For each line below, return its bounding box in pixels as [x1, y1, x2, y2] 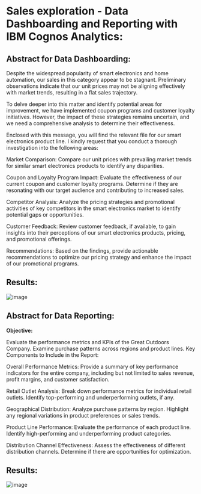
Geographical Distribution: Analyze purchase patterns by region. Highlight [6, 405, 189, 413]
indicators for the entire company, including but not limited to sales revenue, [6, 369, 194, 377]
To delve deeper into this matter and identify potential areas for [6, 100, 163, 108]
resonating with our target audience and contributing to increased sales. [6, 187, 185, 194]
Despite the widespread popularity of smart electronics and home [6, 70, 169, 76]
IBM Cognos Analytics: [6, 30, 123, 43]
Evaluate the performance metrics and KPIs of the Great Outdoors [6, 338, 169, 345]
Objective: [6, 327, 33, 334]
